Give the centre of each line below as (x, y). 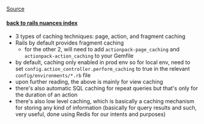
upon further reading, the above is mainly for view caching (89, 82)
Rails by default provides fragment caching (70, 43)
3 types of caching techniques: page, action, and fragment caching (100, 37)
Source (15, 9)
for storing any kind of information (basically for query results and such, (106, 108)
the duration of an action (46, 95)
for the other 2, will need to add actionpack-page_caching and (102, 49)
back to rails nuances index (42, 23)
